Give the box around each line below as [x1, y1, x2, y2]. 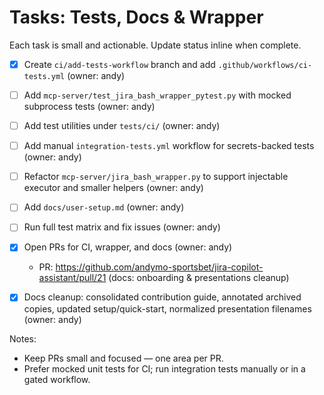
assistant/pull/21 [38, 272, 107, 284]
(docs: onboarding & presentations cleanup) [108, 272, 290, 284]
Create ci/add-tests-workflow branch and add [23, 58, 216, 70]
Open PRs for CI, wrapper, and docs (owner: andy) [23, 241, 233, 253]
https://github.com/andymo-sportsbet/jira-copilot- [55, 261, 264, 273]
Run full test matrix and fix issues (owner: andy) [23, 221, 221, 233]
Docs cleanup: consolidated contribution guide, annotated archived [23, 291, 302, 303]
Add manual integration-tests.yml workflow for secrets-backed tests [23, 140, 315, 152]
